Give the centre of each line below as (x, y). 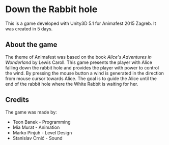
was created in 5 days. (29, 28)
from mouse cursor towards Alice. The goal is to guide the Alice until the (81, 78)
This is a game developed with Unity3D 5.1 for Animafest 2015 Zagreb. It (81, 23)
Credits (17, 100)
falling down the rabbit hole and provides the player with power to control (82, 67)
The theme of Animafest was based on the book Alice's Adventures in (78, 57)
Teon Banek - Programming (41, 122)
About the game (31, 45)
